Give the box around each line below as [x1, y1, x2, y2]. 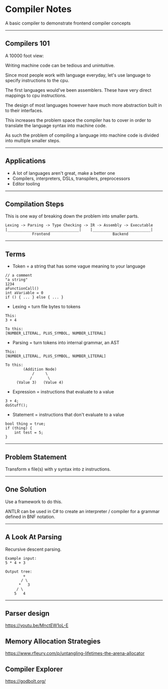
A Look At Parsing [5, 533, 62, 542]
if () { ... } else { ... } [5, 295, 64, 300]
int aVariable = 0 [5, 291, 43, 296]
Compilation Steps [5, 199, 64, 208]
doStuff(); [5, 403, 28, 408]
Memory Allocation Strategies [5, 637, 101, 645]
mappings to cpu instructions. [5, 92, 66, 98]
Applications [5, 157, 46, 165]
